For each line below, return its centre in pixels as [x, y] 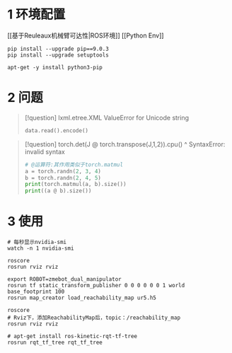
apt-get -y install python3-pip [55, 67]
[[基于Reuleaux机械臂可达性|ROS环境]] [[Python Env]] [86, 35]
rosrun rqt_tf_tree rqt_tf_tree [55, 343]
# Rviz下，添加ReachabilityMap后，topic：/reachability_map [94, 318]
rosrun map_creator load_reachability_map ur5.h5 [82, 298]
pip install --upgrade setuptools [58, 55]
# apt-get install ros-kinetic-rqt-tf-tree [72, 337]
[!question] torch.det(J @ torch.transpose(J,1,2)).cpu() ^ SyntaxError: [125, 144]
